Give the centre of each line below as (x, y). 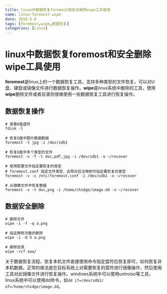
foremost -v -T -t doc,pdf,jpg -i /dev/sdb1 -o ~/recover (66, 156)
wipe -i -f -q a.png (27, 223)
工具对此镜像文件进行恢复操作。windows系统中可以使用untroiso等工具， (79, 274)
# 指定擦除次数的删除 (24, 233)
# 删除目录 (15, 247)
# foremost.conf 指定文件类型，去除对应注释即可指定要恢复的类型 (66, 171)
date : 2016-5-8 (21, 19)
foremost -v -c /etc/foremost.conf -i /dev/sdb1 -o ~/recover (71, 176)
